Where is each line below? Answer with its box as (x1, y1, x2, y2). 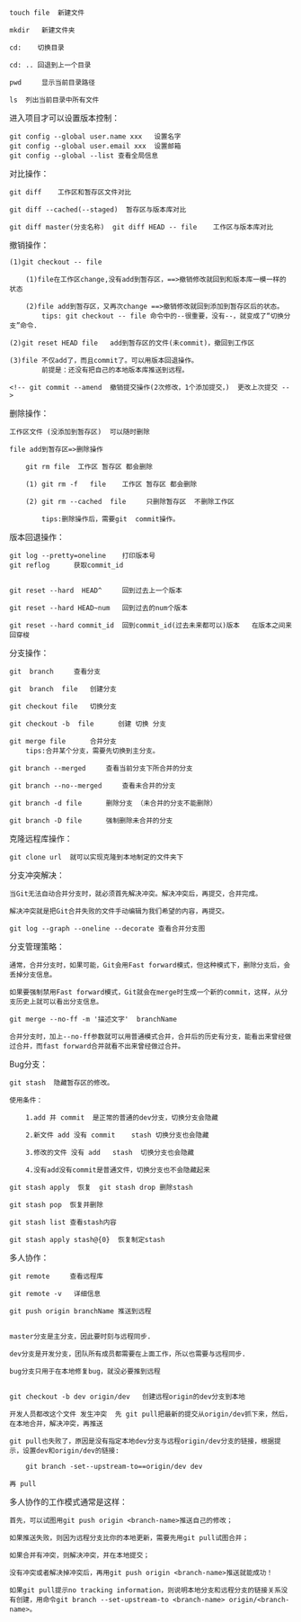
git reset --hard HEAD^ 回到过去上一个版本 (9, 586, 182, 595)
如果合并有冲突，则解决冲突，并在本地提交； (9, 1551, 150, 1560)
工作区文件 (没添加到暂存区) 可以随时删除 (9, 428, 150, 437)
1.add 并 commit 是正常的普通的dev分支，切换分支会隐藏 (25, 1113, 218, 1122)
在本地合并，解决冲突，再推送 (9, 1419, 103, 1428)
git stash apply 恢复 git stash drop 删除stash (9, 1183, 193, 1192)
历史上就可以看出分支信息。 (15, 997, 103, 1006)
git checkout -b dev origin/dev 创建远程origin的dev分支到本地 (9, 1392, 245, 1401)
